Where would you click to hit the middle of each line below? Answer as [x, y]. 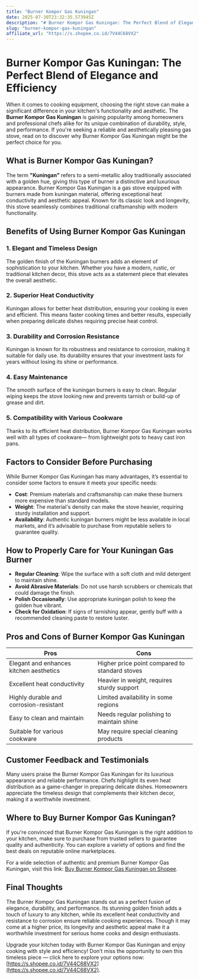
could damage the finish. [45, 593]
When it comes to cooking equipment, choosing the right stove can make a [98, 105]
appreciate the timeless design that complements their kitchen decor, [91, 793]
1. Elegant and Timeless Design [52, 248]
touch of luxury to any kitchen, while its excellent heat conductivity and [93, 914]
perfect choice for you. [34, 142]
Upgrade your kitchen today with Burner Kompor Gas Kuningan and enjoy [96, 945]
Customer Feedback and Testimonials [78, 760]
